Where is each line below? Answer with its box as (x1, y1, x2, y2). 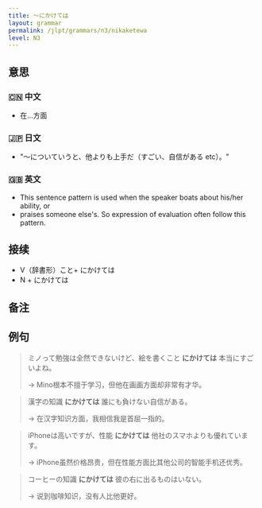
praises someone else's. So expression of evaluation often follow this (19, 209, 246, 219)
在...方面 (19, 111, 48, 120)
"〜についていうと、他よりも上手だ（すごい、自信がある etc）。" (19, 152, 230, 161)
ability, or (19, 200, 51, 211)
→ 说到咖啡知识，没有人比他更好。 (27, 491, 141, 501)
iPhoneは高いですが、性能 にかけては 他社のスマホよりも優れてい (27, 430, 242, 440)
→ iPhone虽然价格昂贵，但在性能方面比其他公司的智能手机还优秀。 (27, 457, 248, 467)
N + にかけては (19, 275, 69, 285)
